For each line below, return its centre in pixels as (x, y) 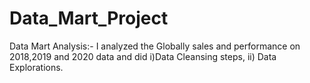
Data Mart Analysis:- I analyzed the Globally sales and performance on (155, 46)
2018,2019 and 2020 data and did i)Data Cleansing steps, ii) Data (143, 56)
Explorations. (36, 67)
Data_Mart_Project (89, 18)
